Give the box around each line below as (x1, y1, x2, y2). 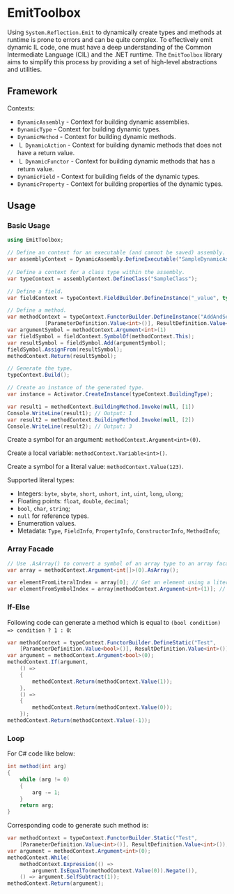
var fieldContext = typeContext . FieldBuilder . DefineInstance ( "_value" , (7, 294, 219, 301)
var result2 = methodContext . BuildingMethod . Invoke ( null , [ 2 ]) (7, 416, 195, 424)
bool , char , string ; (17, 505, 71, 513)
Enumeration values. (17, 519, 77, 528)
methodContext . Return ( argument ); (7, 880, 104, 887)
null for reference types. (17, 512, 89, 520)
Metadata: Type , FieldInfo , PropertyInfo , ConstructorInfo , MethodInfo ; (17, 526, 221, 535)
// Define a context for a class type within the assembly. (7, 268, 186, 275)
